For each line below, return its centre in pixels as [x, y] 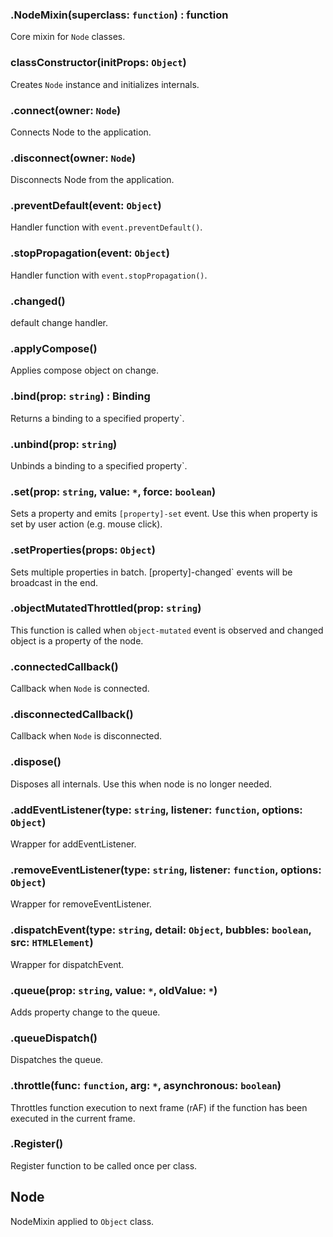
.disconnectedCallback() [72, 715]
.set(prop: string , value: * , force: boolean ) [113, 491]
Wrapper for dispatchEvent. [67, 964]
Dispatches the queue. [57, 1060]
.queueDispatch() [54, 1038]
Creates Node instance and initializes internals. [105, 84]
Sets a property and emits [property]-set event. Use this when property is [164, 514]
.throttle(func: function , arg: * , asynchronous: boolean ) [146, 1086]
